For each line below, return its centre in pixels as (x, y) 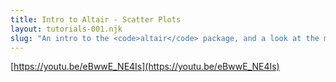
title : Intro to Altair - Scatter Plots (96, 19)
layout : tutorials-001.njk (66, 29)
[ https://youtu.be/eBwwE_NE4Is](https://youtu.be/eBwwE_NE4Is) (145, 67)
